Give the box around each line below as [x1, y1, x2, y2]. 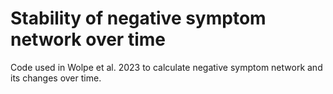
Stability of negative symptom [10, 7, 267, 30]
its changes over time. [10, 72, 102, 84]
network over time [10, 28, 166, 51]
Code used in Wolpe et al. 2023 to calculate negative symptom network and [10, 61, 323, 73]
